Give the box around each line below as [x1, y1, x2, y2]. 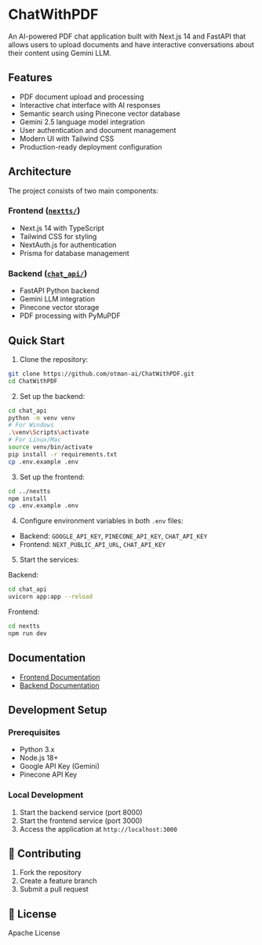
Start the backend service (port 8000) [19, 807, 143, 817]
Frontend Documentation [19, 672, 100, 681]
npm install [8, 494, 47, 503]
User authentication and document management [19, 125, 176, 135]
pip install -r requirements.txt [8, 450, 118, 458]
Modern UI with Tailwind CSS [19, 134, 115, 143]
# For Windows [8, 421, 55, 430]
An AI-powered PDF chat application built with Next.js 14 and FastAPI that [8, 31, 246, 41]
